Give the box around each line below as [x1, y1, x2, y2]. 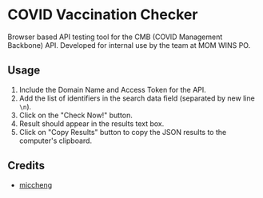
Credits [7, 159, 46, 172]
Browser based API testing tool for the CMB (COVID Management [7, 32, 223, 42]
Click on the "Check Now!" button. [18, 110, 133, 120]
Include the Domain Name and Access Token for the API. [18, 85, 207, 94]
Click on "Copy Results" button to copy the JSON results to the [18, 127, 227, 137]
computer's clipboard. [18, 136, 93, 145]
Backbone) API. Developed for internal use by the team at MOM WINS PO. [7, 40, 251, 49]
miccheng [18, 180, 53, 189]
